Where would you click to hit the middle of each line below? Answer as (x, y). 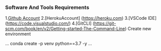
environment (18, 34)
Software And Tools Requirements (47, 7)
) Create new (138, 29)
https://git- (105, 23)
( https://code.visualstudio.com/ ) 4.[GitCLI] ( (50, 23)
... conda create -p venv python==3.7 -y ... (49, 44)
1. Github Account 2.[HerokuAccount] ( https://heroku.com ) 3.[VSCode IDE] (81, 18)
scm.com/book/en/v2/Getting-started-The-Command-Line (65, 29)
